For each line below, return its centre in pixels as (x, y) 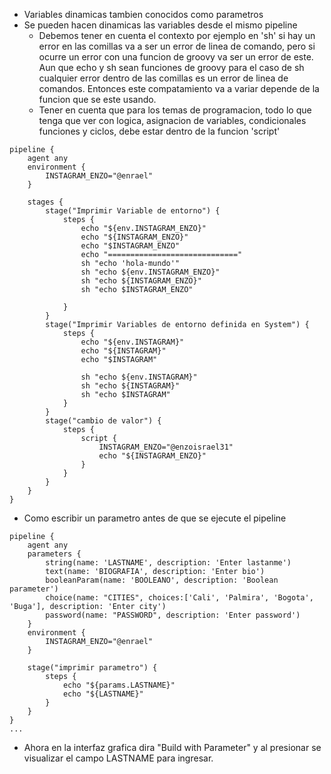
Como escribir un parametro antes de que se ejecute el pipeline (155, 518)
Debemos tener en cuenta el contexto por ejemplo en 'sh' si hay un (177, 35)
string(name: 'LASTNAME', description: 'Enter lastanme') (168, 563)
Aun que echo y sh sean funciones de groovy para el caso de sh (171, 67)
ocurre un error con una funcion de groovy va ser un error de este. (176, 57)
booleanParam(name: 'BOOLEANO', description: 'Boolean (162, 580)
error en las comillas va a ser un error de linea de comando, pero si (177, 46)
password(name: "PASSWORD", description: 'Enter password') (173, 615)
